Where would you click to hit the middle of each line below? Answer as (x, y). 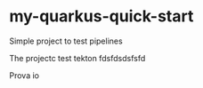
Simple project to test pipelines (66, 41)
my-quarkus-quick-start (101, 16)
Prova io (24, 75)
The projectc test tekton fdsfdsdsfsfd (77, 58)
